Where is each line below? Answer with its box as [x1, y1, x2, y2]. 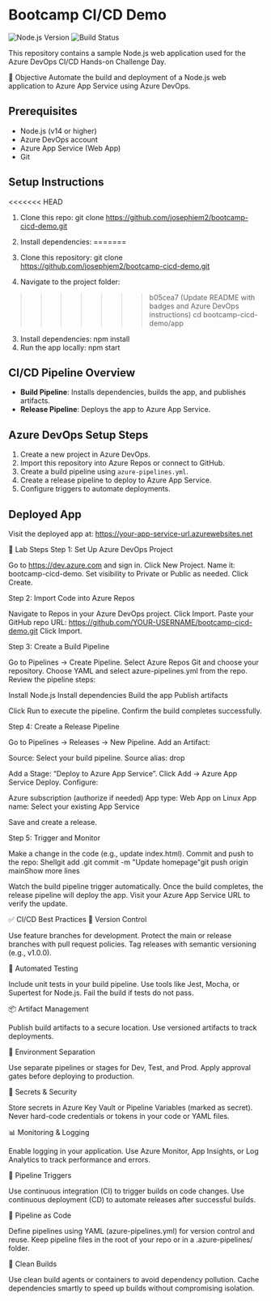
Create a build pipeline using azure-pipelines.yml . [19, 467, 188, 477]
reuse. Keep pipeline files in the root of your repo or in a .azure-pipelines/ [8, 1235, 253, 1244]
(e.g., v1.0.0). [8, 948, 53, 957]
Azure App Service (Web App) [19, 143, 121, 153]
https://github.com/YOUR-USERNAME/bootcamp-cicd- [68, 618, 253, 627]
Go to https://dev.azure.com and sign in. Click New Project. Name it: [8, 560, 236, 570]
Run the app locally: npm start [19, 342, 121, 352]
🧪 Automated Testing [8, 963, 78, 973]
